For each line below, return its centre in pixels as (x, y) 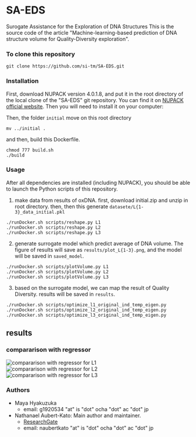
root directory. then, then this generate (61, 206)
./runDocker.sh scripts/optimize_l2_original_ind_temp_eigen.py (86, 310)
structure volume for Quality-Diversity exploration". (68, 39)
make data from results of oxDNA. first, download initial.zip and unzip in (101, 200)
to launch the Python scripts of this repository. (62, 189)
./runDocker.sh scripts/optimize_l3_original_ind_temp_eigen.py (86, 315)
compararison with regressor (48, 350)
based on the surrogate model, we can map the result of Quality (92, 287)
